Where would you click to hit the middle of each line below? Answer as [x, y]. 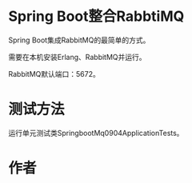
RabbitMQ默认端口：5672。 [54, 74]
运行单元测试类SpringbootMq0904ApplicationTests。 [96, 133]
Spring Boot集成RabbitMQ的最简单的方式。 [79, 40]
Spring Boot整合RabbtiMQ [96, 16]
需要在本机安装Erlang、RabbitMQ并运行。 [77, 57]
